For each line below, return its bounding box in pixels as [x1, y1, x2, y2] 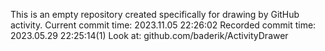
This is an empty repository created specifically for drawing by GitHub [10, 9, 300, 20]
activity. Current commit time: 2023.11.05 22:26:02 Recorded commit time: [10, 19, 317, 31]
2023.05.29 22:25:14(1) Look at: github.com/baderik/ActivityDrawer [10, 30, 289, 41]
